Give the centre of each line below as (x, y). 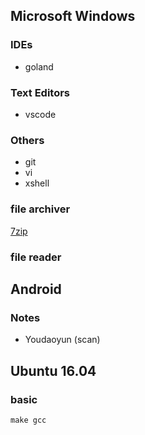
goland (39, 66)
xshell (37, 183)
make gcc (28, 420)
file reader (36, 257)
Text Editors (40, 92)
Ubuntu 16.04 (53, 370)
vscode (40, 114)
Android (36, 289)
